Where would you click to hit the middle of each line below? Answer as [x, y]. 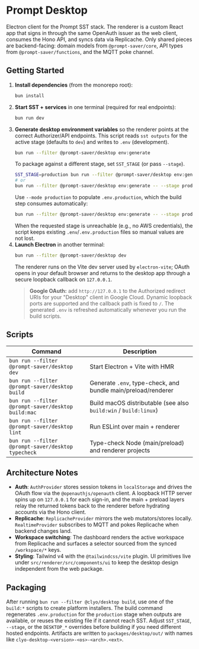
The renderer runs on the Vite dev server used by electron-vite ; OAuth [102, 267]
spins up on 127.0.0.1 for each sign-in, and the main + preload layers [99, 500]
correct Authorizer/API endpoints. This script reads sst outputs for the [101, 135]
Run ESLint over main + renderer [135, 426]
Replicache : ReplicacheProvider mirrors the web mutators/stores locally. [103, 519]
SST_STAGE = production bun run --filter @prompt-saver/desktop [93, 175]
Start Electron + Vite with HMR [132, 366]
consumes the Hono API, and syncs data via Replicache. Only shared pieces [99, 39]
